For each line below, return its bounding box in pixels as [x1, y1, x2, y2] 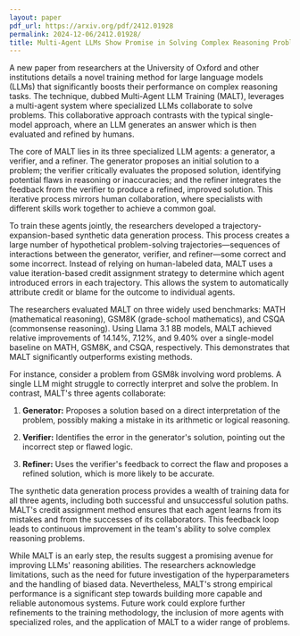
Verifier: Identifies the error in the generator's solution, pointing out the [21, 432, 286, 443]
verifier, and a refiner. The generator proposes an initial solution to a [9, 155, 260, 166]
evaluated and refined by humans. [9, 129, 136, 139]
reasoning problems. [9, 533, 86, 544]
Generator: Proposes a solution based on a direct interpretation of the [21, 406, 281, 416]
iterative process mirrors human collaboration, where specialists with [9, 194, 263, 205]
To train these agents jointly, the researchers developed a [9, 221, 221, 231]
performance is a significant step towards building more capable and [9, 589, 263, 599]
